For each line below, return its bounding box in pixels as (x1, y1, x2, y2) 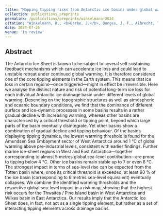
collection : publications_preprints (5, 12, 79, 17)
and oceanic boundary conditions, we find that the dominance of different (5, 102, 153, 108)
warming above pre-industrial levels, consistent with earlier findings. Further (5, 143, 158, 149)
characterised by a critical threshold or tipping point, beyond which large (5, 117, 150, 123)
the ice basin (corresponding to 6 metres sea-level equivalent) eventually (5, 174, 151, 180)
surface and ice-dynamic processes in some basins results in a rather (5, 107, 145, 113)
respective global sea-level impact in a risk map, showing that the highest (5, 184, 152, 190)
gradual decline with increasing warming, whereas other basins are (5, 112, 140, 118)
